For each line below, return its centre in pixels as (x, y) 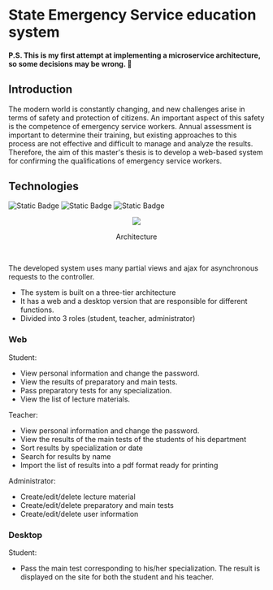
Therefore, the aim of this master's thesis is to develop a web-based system (136, 152)
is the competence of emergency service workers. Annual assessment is (130, 126)
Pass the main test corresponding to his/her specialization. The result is (140, 568)
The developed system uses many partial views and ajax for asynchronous (133, 268)
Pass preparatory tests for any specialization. (96, 390)
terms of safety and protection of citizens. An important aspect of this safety (136, 117)
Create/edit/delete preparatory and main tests (97, 505)
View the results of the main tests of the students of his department (133, 439)
